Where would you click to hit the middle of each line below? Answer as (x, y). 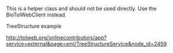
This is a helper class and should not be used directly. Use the (81, 9)
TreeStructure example (34, 26)
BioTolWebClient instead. (36, 15)
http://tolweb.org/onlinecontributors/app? (56, 37)
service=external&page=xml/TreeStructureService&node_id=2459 (86, 44)
